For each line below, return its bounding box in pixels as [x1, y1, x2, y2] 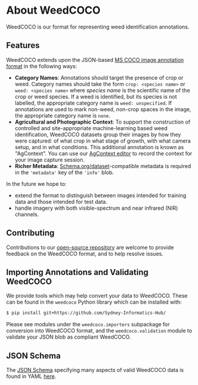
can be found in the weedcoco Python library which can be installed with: [6, 298, 183, 306]
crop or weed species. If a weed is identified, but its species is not [14, 93, 177, 100]
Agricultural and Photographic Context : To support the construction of [14, 118, 191, 125]
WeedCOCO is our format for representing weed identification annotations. [6, 23, 190, 30]
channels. [14, 210, 39, 217]
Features [6, 40, 40, 51]
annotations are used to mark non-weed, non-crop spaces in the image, [14, 105, 191, 113]
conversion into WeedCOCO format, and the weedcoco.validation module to [6, 327, 192, 334]
